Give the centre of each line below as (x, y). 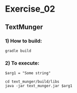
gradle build (18, 51)
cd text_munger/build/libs (32, 82)
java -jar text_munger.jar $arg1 (39, 86)
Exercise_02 (30, 9)
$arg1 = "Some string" (28, 73)
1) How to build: (23, 41)
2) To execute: (22, 63)
